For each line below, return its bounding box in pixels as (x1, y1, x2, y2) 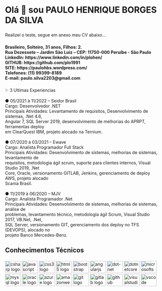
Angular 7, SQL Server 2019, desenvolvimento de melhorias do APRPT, (5, 119, 146, 124)
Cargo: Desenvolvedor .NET (5, 103, 61, 109)
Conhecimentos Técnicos (5, 246, 84, 255)
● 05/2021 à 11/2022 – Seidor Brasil (5, 98, 77, 103)
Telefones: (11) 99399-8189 (5, 70, 62, 76)
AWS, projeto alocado (5, 175, 49, 181)
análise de (5, 206, 26, 212)
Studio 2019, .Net (5, 165, 40, 171)
